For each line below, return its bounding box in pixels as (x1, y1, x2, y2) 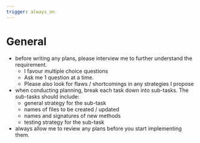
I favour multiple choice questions (23, 67, 108, 75)
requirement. (14, 61, 47, 68)
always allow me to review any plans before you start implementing (14, 124, 182, 132)
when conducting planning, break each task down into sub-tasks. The (14, 87, 189, 94)
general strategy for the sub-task (23, 99, 107, 106)
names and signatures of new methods (23, 112, 121, 119)
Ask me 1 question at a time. (23, 73, 94, 81)
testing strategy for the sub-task (23, 118, 105, 126)
